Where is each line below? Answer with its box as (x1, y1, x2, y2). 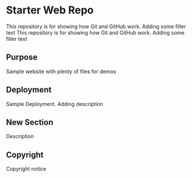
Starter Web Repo (6, 4, 94, 17)
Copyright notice (6, 165, 47, 173)
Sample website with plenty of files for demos (6, 68, 117, 75)
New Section (6, 117, 54, 127)
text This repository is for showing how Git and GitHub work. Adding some (6, 29, 185, 36)
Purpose (6, 52, 38, 62)
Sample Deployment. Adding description (6, 100, 103, 107)
